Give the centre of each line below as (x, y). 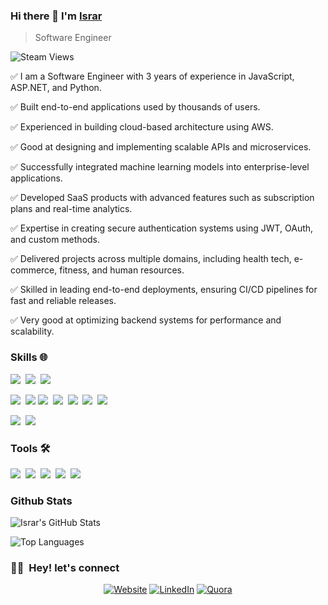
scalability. (32, 331)
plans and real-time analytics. (71, 209)
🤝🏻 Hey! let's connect (65, 568)
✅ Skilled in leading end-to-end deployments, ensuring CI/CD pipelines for (164, 290)
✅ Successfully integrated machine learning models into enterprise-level (160, 167)
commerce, (34, 270)
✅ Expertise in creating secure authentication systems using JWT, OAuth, (162, 228)
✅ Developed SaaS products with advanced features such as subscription (162, 198)
